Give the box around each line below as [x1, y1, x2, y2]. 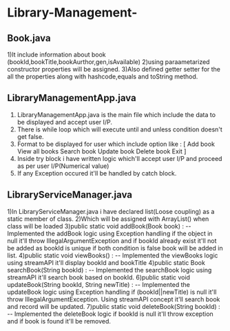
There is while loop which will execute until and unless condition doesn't [17, 125, 222, 134]
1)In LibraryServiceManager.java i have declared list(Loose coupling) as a [7, 207, 215, 215]
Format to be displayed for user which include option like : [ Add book [17, 140, 216, 148]
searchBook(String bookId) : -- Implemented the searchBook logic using [7, 266, 212, 274]
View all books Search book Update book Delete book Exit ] [17, 147, 187, 156]
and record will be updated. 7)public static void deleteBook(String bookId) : [7, 302, 220, 310]
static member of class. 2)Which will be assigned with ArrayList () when [7, 215, 209, 223]
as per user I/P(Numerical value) [17, 162, 109, 170]
